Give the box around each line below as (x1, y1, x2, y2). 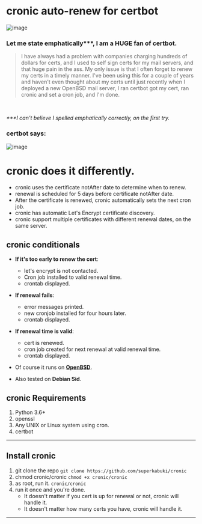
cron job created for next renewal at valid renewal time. (23, 346, 161, 353)
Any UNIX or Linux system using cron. (14, 422, 109, 429)
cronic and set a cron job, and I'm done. (20, 91, 120, 99)
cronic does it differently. (6, 164, 135, 178)
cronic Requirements (6, 392, 87, 403)
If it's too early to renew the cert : (14, 255, 99, 263)
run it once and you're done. (14, 486, 85, 493)
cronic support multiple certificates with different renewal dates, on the (14, 216, 191, 223)
